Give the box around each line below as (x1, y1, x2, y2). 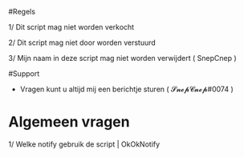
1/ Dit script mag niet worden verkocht (8, 22, 135, 31)
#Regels (8, 7, 36, 16)
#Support (8, 69, 40, 78)
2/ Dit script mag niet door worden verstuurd (8, 38, 157, 47)
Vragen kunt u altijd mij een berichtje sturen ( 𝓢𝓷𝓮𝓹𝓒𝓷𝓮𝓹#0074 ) (19, 84, 234, 94)
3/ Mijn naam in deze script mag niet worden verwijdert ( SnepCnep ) (8, 54, 237, 62)
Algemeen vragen (8, 113, 130, 131)
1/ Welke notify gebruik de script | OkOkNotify (8, 139, 161, 149)
